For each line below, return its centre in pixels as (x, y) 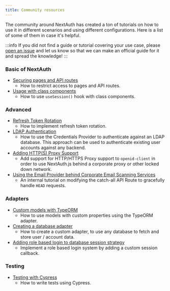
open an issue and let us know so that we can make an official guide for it (82, 50)
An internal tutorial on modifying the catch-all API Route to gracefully (92, 180)
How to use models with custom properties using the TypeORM (87, 215)
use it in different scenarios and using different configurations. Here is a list (84, 30)
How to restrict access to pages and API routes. (70, 85)
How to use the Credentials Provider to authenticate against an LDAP (92, 137)
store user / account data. (47, 237)
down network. (36, 169)
